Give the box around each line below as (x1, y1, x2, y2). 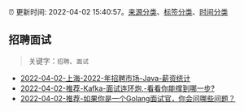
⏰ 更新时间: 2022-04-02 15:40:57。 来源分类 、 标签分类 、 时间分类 (8, 7, 229, 16)
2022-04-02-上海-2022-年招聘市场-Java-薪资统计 (20, 73, 191, 83)
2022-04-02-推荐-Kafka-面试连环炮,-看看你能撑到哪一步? (20, 83, 216, 93)
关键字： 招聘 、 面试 (28, 56, 89, 66)
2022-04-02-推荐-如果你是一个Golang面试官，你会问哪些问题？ (20, 93, 236, 103)
